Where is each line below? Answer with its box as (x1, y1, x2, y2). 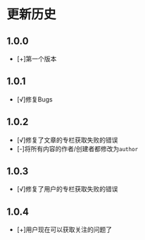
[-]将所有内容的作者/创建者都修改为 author (16, 144, 139, 152)
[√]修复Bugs (16, 95, 53, 103)
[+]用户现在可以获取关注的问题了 (16, 225, 113, 234)
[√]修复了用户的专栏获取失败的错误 (16, 185, 118, 193)
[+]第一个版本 (16, 54, 57, 63)
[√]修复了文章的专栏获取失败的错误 (16, 136, 118, 144)
